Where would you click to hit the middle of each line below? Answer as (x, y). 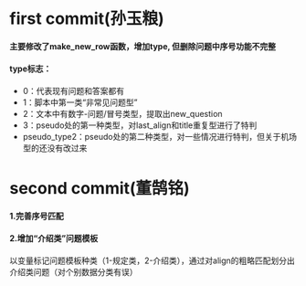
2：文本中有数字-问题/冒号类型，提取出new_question (122, 113)
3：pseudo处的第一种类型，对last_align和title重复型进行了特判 (140, 125)
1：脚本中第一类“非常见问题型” (80, 102)
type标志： (31, 69)
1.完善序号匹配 (37, 216)
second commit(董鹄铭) (100, 189)
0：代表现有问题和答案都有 (74, 90)
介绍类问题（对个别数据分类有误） (74, 271)
